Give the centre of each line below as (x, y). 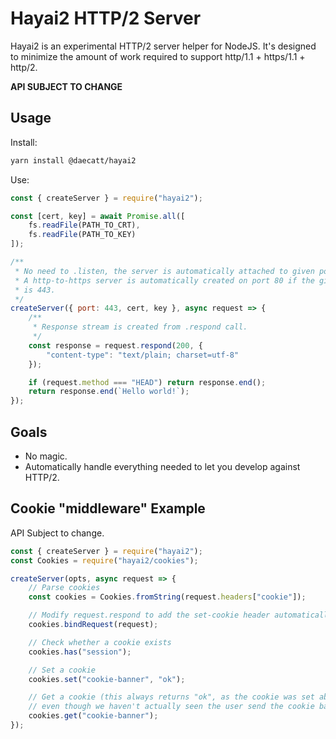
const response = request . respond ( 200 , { (115, 345)
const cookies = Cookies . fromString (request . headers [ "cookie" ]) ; (167, 597)
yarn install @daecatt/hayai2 (73, 160)
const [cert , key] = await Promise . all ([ (98, 216)
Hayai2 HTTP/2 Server (106, 18)
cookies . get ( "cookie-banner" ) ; (93, 716)
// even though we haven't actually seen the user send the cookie (171, 707)
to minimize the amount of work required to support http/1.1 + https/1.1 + (158, 56)
